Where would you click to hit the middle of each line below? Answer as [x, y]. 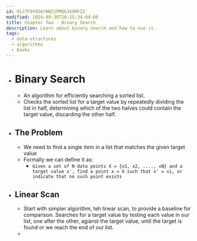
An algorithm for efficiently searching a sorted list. [84, 95]
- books [21, 50]
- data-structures [34, 39]
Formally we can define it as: [58, 159]
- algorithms [27, 45]
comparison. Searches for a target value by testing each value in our [106, 215]
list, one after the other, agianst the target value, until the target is [103, 221]
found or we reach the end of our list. [69, 227]
